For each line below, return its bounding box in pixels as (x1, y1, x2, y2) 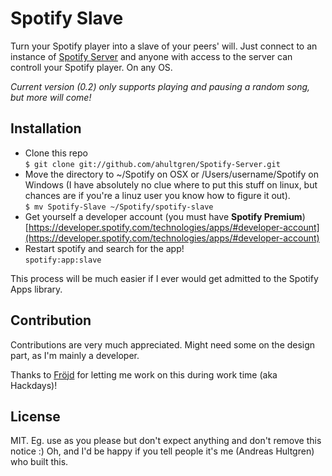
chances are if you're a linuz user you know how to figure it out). (24, 189, 291, 201)
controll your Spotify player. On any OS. (10, 61, 173, 73)
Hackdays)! (10, 379, 58, 391)
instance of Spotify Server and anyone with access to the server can (10, 50, 293, 62)
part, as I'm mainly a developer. (10, 349, 140, 361)
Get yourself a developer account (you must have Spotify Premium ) (24, 210, 306, 222)
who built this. (10, 456, 69, 468)
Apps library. (10, 283, 63, 295)
